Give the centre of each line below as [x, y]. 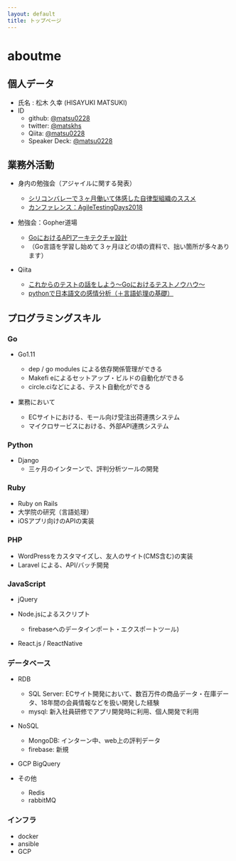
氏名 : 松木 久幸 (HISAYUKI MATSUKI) [73, 102]
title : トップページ [34, 21]
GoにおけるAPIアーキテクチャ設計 [78, 238]
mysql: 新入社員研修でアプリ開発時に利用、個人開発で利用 [113, 712]
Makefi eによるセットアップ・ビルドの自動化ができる [106, 378]
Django [28, 460]
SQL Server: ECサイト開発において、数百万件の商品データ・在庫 [122, 694]
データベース [29, 664]
